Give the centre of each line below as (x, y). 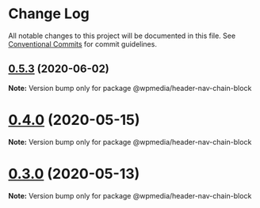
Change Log (49, 14)
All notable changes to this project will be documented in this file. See (122, 36)
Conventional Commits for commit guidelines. (82, 43)
